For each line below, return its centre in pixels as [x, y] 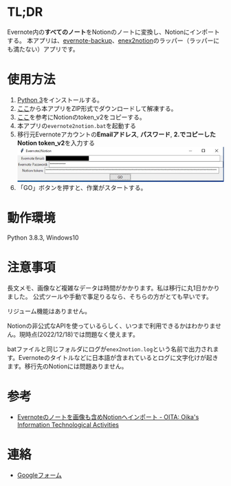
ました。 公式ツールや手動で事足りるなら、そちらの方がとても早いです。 [110, 296]
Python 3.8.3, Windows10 [43, 237]
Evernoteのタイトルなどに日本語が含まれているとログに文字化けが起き [118, 357]
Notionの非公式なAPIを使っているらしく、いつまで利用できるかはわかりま [111, 326]
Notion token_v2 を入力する [56, 142]
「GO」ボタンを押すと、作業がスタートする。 [82, 187]
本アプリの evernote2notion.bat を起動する [76, 125]
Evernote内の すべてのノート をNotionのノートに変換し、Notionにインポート [113, 32]
